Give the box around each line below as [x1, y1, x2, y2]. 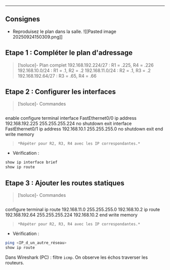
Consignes [5, 15, 40, 23]
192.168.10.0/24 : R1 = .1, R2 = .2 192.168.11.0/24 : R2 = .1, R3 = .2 [17, 67, 151, 74]
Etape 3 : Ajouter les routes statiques [5, 179, 125, 187]
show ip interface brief [5, 160, 58, 165]
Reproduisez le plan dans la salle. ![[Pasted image [12, 28, 116, 35]
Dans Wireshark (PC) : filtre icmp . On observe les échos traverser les [5, 254, 148, 260]
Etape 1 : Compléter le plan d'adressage [5, 49, 133, 57]
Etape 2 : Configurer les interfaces [5, 87, 116, 96]
